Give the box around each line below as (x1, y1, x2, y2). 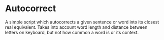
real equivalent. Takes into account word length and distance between (5, 24, 148, 30)
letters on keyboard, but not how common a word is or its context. (5, 29, 139, 35)
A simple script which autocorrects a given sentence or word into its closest (5, 19, 159, 25)
